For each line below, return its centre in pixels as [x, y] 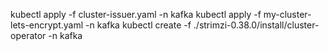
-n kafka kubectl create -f [138, 25]
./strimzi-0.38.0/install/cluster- [256, 25]
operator [28, 35]
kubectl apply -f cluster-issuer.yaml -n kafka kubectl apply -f [136, 14]
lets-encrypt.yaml [47, 25]
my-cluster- [287, 14]
